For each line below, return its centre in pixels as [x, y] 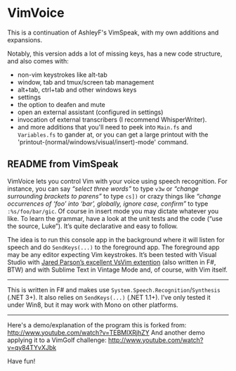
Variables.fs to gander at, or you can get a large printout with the [113, 134]
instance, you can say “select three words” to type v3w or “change [103, 189]
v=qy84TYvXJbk [32, 347]
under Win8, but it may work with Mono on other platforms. [93, 305]
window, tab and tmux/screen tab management [86, 82]
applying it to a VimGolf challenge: [57, 340]
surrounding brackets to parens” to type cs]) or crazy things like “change [114, 196]
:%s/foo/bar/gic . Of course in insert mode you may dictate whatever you [113, 211]
